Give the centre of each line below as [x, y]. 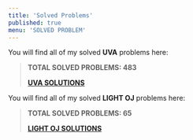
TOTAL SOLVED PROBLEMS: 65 [80, 113]
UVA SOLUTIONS [56, 83]
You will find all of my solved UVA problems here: [88, 53]
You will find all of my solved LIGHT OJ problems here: [97, 98]
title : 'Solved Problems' [50, 15]
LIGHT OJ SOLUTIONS [65, 129]
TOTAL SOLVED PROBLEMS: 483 [82, 68]
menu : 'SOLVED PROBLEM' [47, 30]
